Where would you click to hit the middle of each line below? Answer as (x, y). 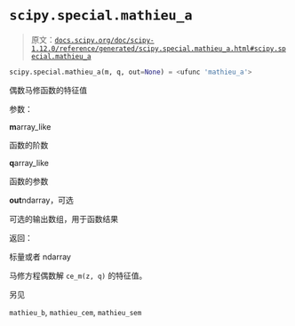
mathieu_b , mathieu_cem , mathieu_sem (76, 312)
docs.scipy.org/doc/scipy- (104, 40)
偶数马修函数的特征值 (48, 90)
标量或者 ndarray (40, 257)
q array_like (29, 163)
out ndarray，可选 (41, 200)
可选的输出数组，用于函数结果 (64, 219)
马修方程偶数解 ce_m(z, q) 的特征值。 (78, 275)
